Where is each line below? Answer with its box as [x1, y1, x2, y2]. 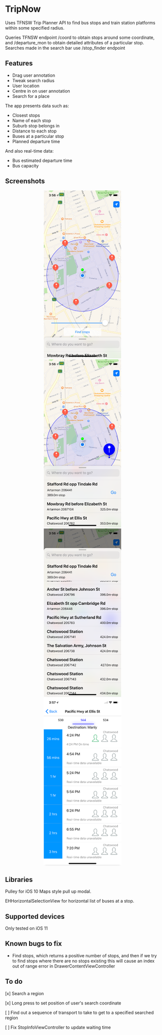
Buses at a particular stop [12, 133, 64, 139]
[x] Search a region [5, 990, 44, 996]
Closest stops [12, 112, 40, 118]
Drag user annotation [12, 72, 55, 78]
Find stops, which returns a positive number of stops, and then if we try [12, 952, 157, 958]
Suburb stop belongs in [12, 123, 60, 128]
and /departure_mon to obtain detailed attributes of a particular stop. [5, 39, 144, 45]
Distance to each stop [12, 128, 57, 134]
